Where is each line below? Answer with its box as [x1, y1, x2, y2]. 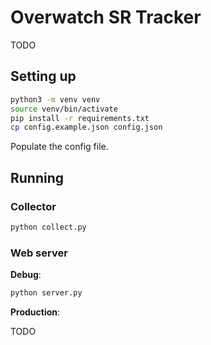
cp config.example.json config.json [10, 122, 163, 133]
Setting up [10, 68, 77, 85]
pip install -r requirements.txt [10, 113, 150, 123]
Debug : [10, 269, 42, 281]
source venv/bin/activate [10, 104, 118, 114]
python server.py [10, 288, 83, 298]
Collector [10, 199, 57, 213]
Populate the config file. [10, 141, 109, 153]
